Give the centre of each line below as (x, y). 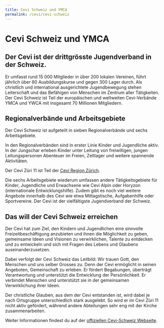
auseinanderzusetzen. (28, 250)
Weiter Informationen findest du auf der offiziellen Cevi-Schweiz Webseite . (81, 321)
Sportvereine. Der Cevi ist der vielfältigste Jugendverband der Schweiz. (78, 201)
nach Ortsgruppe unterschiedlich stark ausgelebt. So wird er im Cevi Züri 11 (82, 300)
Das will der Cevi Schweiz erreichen (61, 216)
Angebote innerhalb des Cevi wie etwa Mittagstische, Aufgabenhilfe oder (80, 196)
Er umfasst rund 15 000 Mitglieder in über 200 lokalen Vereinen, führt (76, 77)
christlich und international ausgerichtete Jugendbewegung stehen (73, 87)
